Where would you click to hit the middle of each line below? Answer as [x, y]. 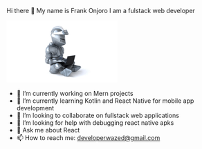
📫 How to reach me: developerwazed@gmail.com [88, 138]
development [35, 108]
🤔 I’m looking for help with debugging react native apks [95, 123]
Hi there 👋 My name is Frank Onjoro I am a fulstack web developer [101, 11]
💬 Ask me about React [48, 130]
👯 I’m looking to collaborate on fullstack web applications [98, 115]
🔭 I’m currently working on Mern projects [75, 93]
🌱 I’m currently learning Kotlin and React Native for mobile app [105, 101]
